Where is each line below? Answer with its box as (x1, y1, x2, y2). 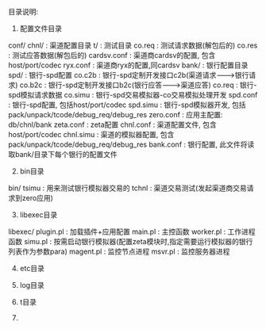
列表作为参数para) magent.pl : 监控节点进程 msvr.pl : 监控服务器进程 (8, 247, 230, 256)
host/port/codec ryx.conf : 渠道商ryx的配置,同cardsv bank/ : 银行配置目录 (8, 60, 249, 70)
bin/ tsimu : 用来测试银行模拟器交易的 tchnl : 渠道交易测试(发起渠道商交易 (8, 183, 248, 193)
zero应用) (21, 193, 54, 202)
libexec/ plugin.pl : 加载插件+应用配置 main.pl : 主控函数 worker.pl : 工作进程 (8, 227, 256, 236)
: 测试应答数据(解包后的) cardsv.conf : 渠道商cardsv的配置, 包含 (8, 51, 216, 59)
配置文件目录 (19, 24, 62, 33)
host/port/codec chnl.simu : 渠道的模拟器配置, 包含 (8, 130, 175, 139)
